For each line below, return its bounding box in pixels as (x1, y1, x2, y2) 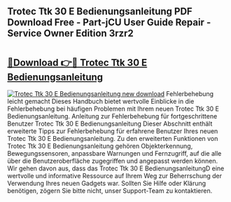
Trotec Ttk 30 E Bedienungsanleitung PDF (7, 6, 192, 18)
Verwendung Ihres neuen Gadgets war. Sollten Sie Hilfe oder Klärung (7, 179, 206, 187)
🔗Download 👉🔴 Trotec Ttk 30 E (7, 56, 148, 69)
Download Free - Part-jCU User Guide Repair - (7, 17, 211, 29)
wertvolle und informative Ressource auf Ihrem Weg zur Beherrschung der (7, 172, 223, 180)
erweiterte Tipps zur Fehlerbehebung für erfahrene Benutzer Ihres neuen (7, 127, 218, 135)
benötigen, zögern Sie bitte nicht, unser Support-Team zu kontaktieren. (7, 187, 213, 195)
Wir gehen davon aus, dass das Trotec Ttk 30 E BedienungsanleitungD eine (7, 164, 225, 173)
